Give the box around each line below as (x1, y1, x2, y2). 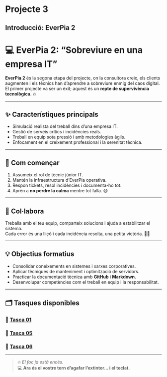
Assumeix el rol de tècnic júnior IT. (12, 172, 83, 178)
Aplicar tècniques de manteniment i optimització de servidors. (12, 268, 140, 274)
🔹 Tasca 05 (5, 330, 33, 337)
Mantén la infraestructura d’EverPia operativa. (12, 177, 107, 183)
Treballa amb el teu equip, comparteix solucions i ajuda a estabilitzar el (5, 220, 151, 226)
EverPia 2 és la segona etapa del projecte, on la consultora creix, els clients (5, 75, 161, 81)
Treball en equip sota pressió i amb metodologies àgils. (12, 134, 126, 140)
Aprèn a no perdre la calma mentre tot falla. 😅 (12, 188, 108, 194)
